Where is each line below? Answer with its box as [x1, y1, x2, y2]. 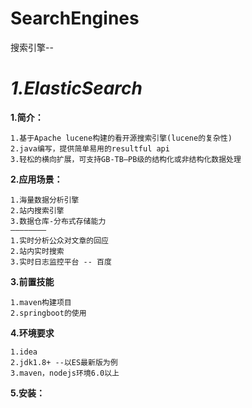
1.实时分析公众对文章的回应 [10, 235, 110, 246]
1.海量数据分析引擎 [10, 195, 80, 205]
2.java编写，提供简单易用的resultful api [10, 143, 170, 154]
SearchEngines [10, 7, 140, 30]
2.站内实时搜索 [10, 246, 65, 256]
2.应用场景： [10, 173, 63, 185]
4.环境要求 [10, 327, 55, 339]
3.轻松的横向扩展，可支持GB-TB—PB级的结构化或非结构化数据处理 [10, 154, 242, 164]
